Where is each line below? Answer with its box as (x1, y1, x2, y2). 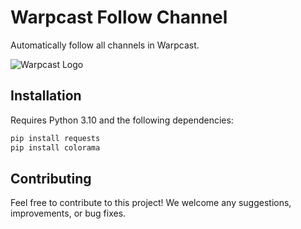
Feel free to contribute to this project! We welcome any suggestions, (10, 197, 292, 209)
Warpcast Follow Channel (10, 6, 228, 29)
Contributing (10, 170, 92, 187)
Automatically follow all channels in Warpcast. (10, 39, 200, 51)
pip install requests (10, 133, 101, 143)
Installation (10, 87, 82, 105)
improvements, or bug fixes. (10, 207, 127, 220)
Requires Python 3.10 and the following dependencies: (10, 114, 234, 126)
